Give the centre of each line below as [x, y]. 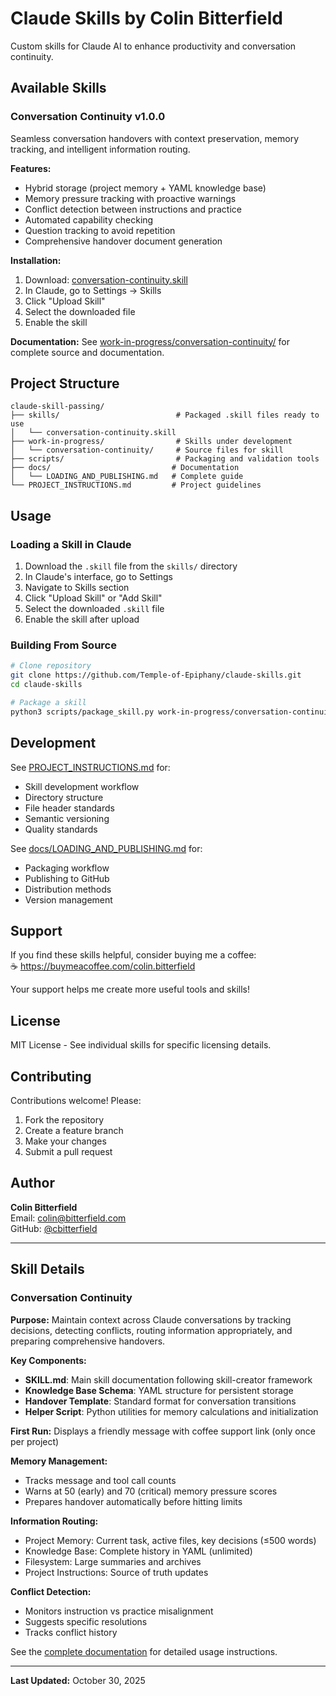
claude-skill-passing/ [57, 407]
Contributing [51, 1076]
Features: [31, 168]
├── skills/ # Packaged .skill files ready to [165, 415]
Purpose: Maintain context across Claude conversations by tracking [151, 1319]
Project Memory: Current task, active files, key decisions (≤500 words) [170, 1540]
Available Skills [58, 88]
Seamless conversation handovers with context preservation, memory [155, 138]
